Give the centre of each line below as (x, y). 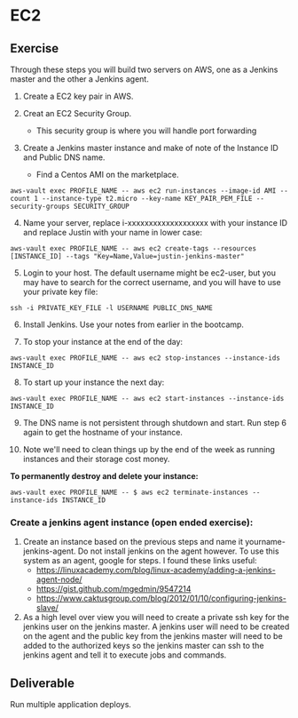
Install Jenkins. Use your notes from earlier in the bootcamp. (133, 324)
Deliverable (42, 683)
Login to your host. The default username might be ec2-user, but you (149, 273)
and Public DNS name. (64, 157)
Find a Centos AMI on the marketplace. (107, 175)
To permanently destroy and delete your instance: (104, 476)
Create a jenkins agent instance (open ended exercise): (132, 523)
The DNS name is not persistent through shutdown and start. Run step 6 (155, 423)
